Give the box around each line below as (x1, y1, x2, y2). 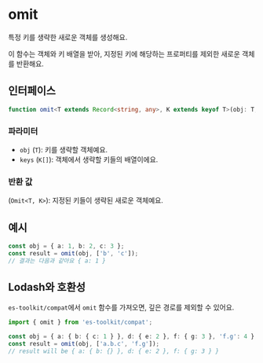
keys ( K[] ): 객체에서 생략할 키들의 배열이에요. (19, 155, 159, 164)
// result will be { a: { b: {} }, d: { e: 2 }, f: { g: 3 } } (8, 347, 220, 355)
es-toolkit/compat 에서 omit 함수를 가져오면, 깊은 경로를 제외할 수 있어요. (8, 302, 235, 312)
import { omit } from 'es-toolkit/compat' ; (8, 318, 153, 327)
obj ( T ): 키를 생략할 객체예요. (19, 145, 108, 154)
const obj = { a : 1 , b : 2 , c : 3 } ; (8, 242, 125, 251)
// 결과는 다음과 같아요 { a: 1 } (8, 257, 106, 265)
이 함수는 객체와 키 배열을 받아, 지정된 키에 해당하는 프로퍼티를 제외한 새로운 (8, 49, 241, 58)
